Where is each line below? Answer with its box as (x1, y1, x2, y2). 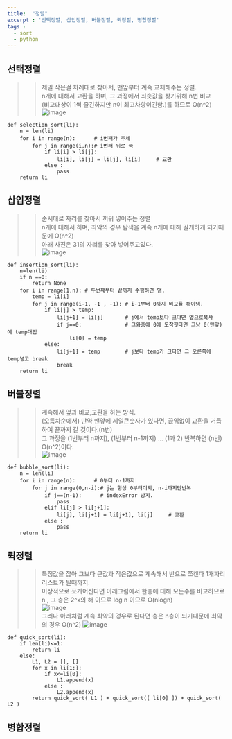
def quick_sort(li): (7, 634, 67, 641)
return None (32, 279, 67, 286)
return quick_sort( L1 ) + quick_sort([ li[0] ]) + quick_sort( (32, 695, 222, 702)
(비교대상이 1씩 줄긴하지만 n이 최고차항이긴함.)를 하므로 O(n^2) (41, 100, 212, 108)
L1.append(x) (56, 677, 95, 684)
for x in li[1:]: (32, 665, 82, 672)
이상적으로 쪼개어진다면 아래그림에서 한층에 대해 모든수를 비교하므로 (41, 587, 225, 595)
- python (13, 36, 39, 43)
